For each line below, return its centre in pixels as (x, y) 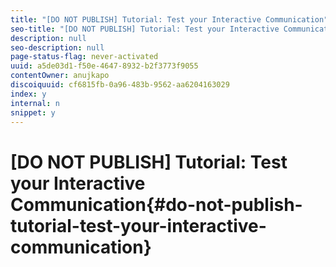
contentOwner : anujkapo (60, 76)
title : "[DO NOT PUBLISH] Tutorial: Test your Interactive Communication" (169, 19)
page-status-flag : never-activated (84, 57)
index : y (28, 94)
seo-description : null (57, 47)
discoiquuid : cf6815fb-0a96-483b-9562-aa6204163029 (120, 85)
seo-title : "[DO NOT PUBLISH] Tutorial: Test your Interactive (145, 29)
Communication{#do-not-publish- (156, 204)
